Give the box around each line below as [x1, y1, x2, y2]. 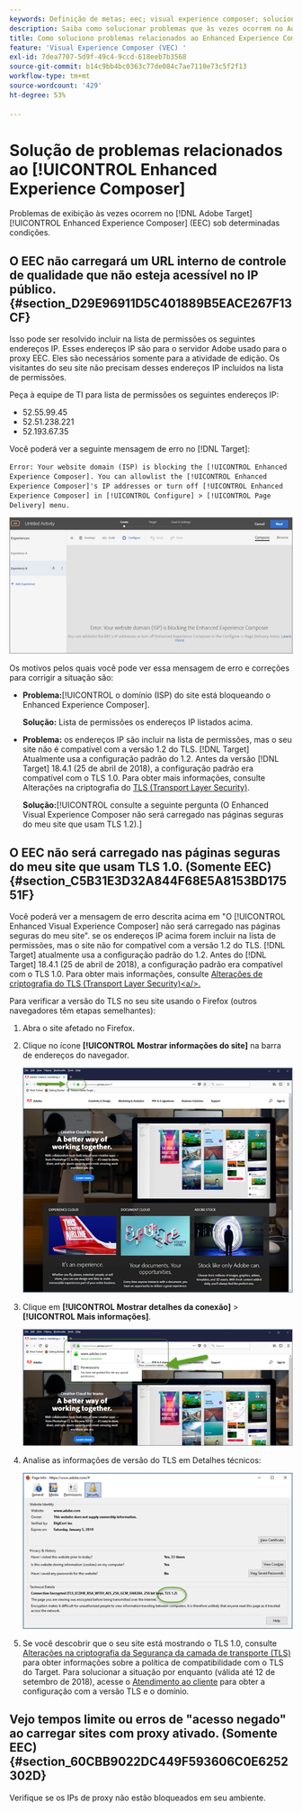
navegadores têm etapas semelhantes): [9, 1005, 155, 1016]
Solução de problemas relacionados [9, 140, 283, 160]
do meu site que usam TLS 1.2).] [22, 819, 142, 829]
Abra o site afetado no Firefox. [22, 1023, 135, 1033]
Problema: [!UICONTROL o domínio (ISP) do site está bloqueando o [22, 690, 271, 700]
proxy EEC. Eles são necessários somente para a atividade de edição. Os [9, 352, 280, 364]
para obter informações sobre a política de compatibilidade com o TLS [22, 1657, 285, 1668]
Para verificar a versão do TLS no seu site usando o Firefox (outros [9, 996, 258, 1006]
